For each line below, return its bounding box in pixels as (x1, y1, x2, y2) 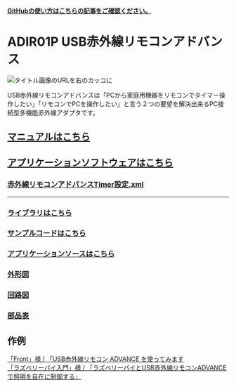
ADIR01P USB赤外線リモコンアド (7, 34, 198, 49)
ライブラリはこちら (7, 208, 72, 218)
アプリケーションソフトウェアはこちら (7, 157, 173, 169)
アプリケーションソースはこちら (7, 249, 115, 259)
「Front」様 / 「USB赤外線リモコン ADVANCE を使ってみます (7, 355, 184, 363)
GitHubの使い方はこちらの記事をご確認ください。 (7, 6, 152, 15)
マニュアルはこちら (7, 131, 91, 143)
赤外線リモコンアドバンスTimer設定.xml (7, 180, 144, 190)
